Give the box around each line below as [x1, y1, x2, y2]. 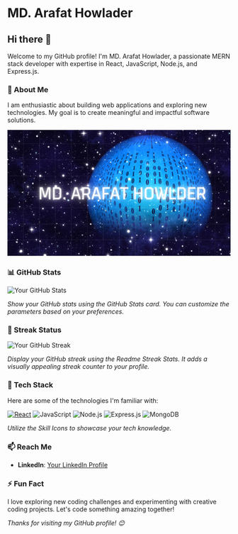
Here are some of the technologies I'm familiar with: [7, 396, 159, 405]
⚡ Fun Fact [7, 479, 45, 489]
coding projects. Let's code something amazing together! [7, 505, 175, 513]
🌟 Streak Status [7, 325, 62, 335]
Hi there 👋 [7, 33, 52, 45]
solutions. [7, 116, 36, 125]
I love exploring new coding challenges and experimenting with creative [7, 498, 217, 506]
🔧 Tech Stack [7, 380, 54, 390]
